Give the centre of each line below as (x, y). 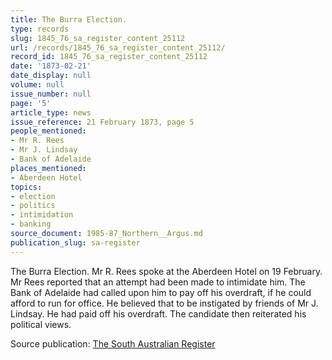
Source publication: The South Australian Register (113, 343)
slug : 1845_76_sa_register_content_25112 (98, 38)
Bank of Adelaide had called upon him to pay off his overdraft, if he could (161, 292)
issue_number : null (51, 94)
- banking (31, 224)
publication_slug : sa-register (75, 242)
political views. (41, 324)
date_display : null (51, 76)
